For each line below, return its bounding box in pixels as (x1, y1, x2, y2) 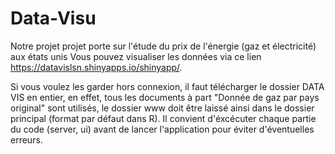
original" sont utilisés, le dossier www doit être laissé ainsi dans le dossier (10, 102, 315, 114)
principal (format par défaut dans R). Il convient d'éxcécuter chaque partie (10, 112, 317, 124)
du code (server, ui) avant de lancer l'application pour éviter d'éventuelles (10, 123, 315, 135)
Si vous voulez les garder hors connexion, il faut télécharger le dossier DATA (10, 80, 325, 92)
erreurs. (10, 133, 43, 146)
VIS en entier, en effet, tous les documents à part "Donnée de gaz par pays (10, 91, 320, 103)
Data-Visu (10, 7, 97, 30)
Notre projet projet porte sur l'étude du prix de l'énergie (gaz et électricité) (10, 40, 317, 52)
